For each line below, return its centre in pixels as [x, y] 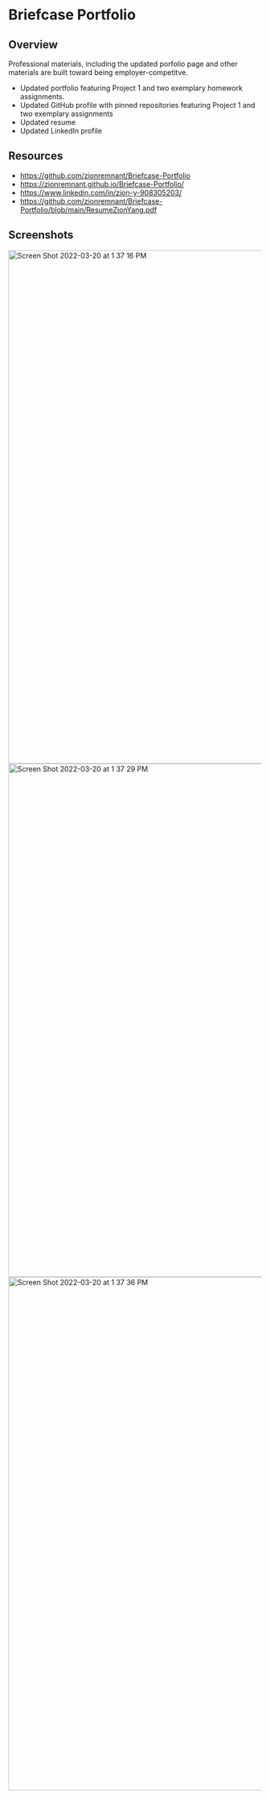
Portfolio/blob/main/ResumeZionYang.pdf [88, 209]
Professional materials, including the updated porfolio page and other [123, 64]
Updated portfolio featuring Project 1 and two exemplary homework [131, 88]
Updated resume [48, 122]
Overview [33, 45]
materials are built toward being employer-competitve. [98, 72]
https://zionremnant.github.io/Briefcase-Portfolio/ [102, 184]
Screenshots [41, 235]
